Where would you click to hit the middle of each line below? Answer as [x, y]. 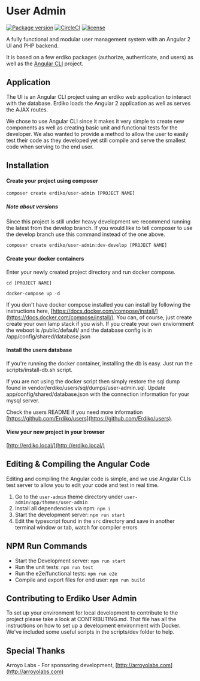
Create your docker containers [45, 258]
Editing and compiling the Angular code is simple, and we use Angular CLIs [99, 479]
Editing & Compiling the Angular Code [78, 464]
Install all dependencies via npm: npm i [63, 508]
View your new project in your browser [55, 432]
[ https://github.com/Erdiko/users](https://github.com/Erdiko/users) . [89, 418]
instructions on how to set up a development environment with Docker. [93, 626]
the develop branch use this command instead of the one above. [86, 234]
